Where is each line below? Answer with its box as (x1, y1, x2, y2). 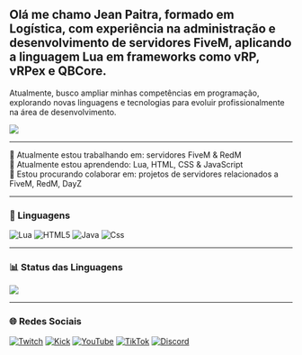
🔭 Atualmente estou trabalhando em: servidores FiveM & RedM (9, 149, 242, 160)
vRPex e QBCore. (9, 63, 107, 79)
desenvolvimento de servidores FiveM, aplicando (9, 35, 292, 50)
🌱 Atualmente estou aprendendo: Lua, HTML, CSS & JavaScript (9, 159, 244, 169)
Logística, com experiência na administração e (9, 22, 276, 37)
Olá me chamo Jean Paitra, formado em (9, 7, 235, 23)
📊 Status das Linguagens (9, 261, 123, 274)
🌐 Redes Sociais (9, 315, 83, 328)
